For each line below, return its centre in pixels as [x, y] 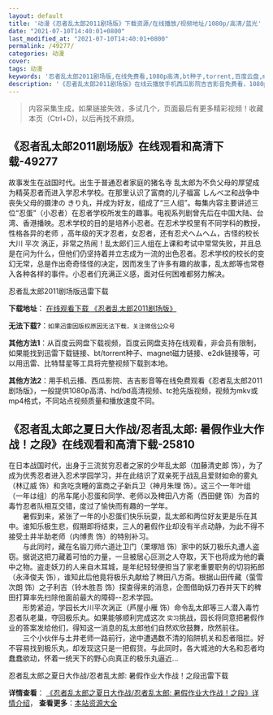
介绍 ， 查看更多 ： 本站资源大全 [66, 703]
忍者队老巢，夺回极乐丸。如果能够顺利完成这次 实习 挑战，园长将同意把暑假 [133, 617]
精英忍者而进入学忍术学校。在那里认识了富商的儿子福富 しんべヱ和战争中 [137, 193]
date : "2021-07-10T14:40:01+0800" [67, 31]
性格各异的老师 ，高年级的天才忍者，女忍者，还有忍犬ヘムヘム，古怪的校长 [134, 233]
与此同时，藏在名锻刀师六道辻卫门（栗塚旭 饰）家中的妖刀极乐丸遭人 [137, 547]
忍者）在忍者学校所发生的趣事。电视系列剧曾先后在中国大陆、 [154, 213]
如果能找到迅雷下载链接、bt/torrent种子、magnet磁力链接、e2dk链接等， [131, 353]
